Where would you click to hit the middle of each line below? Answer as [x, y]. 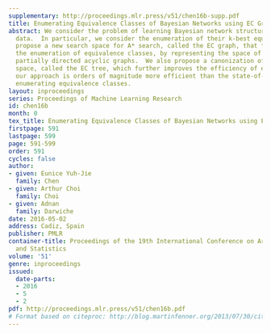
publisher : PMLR [35, 234]
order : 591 [27, 151]
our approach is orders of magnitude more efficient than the [122, 76]
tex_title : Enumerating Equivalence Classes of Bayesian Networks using [133, 121]
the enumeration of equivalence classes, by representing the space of [139, 53]
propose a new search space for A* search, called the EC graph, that [137, 46]
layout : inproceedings [46, 91]
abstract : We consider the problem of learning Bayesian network [120, 31]
